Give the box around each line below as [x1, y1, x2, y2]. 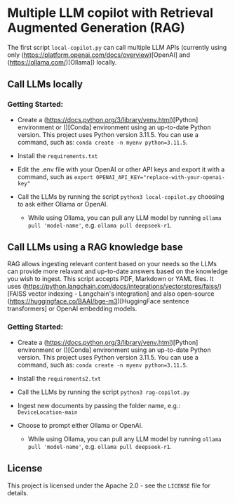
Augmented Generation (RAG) [7, 20, 186, 36]
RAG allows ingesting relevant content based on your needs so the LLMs [7, 260, 217, 268]
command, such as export [17, 172, 93, 181]
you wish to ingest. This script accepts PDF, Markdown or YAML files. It [7, 275, 214, 283]
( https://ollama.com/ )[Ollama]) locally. [7, 58, 117, 66]
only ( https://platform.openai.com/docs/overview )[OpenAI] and [7, 51, 191, 59]
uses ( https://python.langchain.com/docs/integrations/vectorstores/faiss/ [7, 282, 220, 291]
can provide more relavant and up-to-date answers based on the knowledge [7, 267, 228, 275]
